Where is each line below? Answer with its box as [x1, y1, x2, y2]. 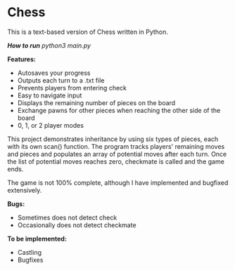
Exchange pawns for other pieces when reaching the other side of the [17, 106, 221, 114]
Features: [7, 54, 37, 64]
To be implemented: [7, 234, 67, 243]
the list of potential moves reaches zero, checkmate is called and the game [7, 157, 225, 166]
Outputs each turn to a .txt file [17, 76, 105, 85]
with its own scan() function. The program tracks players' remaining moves [7, 142, 225, 150]
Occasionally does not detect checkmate [17, 220, 136, 229]
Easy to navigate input [17, 91, 82, 100]
